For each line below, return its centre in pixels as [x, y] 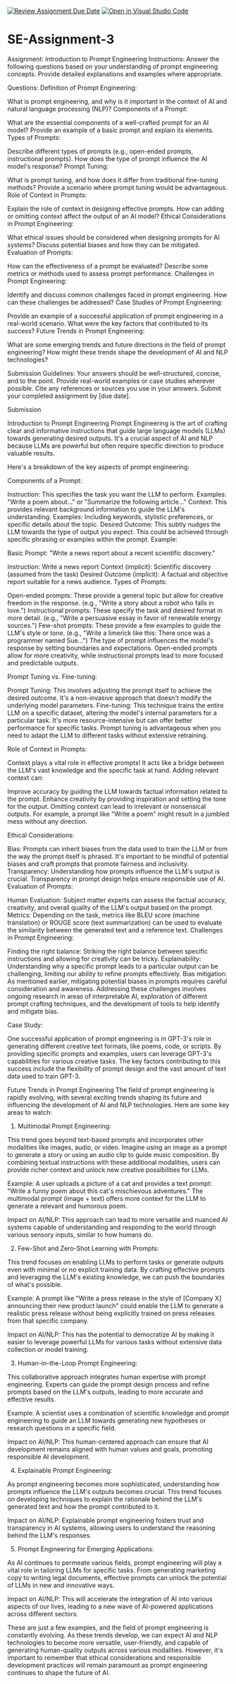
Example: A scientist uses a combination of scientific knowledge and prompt [118, 1413]
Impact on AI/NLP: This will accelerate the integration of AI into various [110, 1599]
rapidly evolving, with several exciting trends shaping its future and [105, 1097]
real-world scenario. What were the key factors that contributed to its [108, 323]
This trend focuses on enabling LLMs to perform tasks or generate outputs [116, 1262]
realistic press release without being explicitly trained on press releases [111, 1313]
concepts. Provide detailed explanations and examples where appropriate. [115, 73]
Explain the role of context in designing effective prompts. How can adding [116, 208]
